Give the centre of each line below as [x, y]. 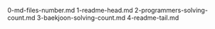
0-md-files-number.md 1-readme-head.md [70, 10]
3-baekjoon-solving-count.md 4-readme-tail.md [108, 18]
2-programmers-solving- [171, 10]
